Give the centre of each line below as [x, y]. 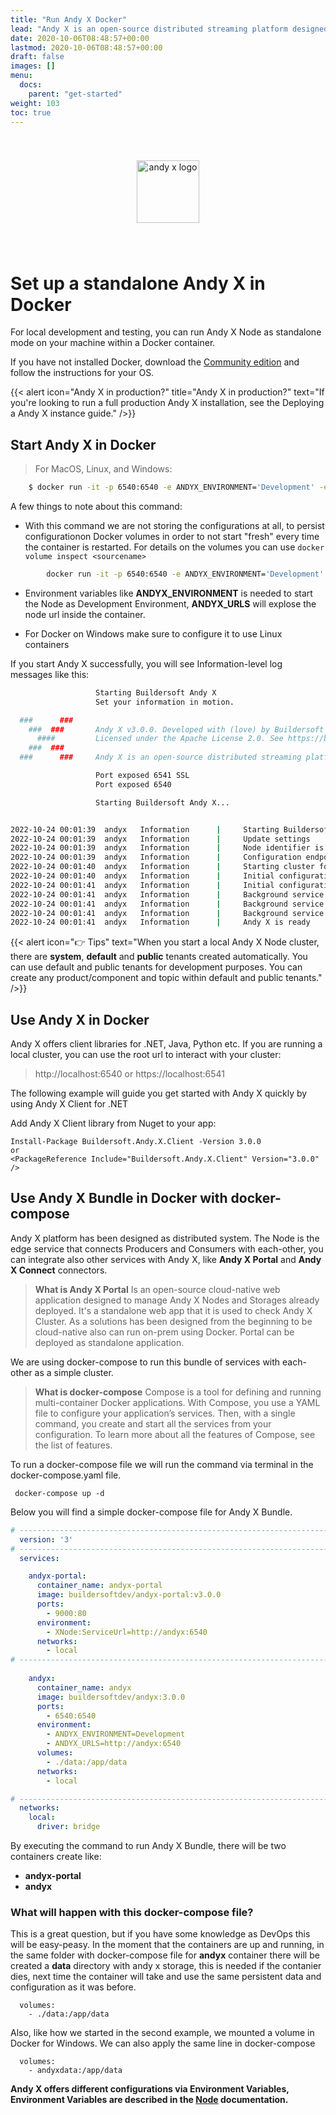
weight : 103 [35, 103]
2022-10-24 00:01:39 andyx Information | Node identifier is [167, 848]
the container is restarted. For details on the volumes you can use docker [174, 547]
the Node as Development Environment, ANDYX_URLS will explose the [170, 603]
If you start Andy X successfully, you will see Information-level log [146, 663]
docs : [31, 85]
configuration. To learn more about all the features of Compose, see [175, 1434]
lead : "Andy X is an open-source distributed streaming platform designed [169, 29]
